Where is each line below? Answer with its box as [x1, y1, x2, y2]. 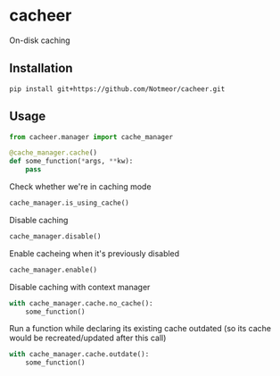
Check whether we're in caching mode [9, 181, 152, 192]
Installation [9, 61, 73, 76]
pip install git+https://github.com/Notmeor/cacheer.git [9, 84, 226, 94]
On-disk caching [9, 35, 70, 46]
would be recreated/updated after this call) [9, 332, 167, 344]
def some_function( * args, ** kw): [9, 157, 134, 166]
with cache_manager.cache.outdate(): [9, 350, 150, 359]
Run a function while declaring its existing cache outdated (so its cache [9, 323, 272, 334]
